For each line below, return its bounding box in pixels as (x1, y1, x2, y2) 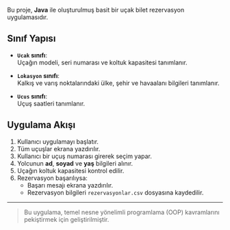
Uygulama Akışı (7, 119, 76, 131)
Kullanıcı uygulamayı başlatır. (16, 137, 99, 146)
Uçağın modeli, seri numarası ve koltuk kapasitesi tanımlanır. (16, 58, 188, 66)
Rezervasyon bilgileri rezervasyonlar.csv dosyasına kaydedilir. (27, 188, 204, 196)
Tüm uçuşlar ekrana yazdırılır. (16, 144, 101, 153)
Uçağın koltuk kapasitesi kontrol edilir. (16, 166, 125, 175)
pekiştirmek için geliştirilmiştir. (23, 215, 110, 223)
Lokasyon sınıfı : (16, 71, 60, 79)
